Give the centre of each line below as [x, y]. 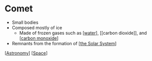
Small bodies [25, 22]
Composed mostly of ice [37, 27]
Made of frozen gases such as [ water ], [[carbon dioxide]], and [83, 33]
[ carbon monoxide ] [39, 38]
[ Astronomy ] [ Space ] [26, 53]
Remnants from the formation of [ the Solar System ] [64, 43]
